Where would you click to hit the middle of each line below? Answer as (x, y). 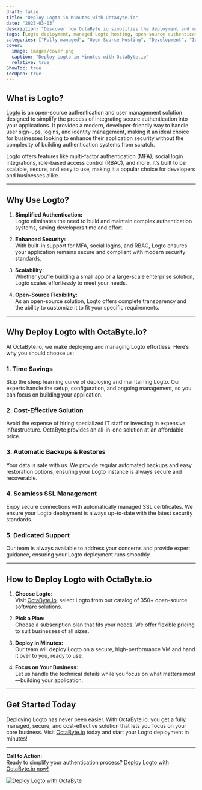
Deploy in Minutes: (39, 643)
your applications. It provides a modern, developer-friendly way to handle (97, 126)
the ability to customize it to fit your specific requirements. (87, 307)
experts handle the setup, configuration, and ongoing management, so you (99, 388)
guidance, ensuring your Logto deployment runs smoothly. (79, 555)
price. (14, 436)
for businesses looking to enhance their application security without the (95, 138)
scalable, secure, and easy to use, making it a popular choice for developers (101, 169)
